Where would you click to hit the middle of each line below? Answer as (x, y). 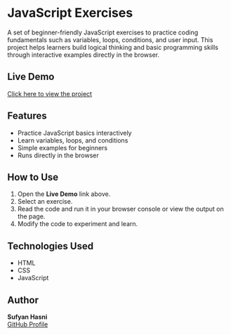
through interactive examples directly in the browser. (84, 55)
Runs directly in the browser (58, 155)
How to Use (33, 177)
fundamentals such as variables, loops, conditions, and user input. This (110, 39)
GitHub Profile (28, 324)
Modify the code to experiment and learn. (78, 224)
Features (27, 116)
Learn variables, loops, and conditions (73, 140)
